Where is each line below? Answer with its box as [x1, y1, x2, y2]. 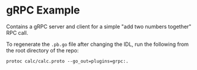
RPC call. [6, 29, 28, 36]
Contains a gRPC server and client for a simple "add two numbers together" [6, 23, 192, 30]
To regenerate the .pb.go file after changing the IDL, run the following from [6, 41, 189, 48]
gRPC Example [6, 4, 80, 17]
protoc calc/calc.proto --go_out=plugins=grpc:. [6, 58, 129, 64]
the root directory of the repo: [6, 46, 79, 54]
